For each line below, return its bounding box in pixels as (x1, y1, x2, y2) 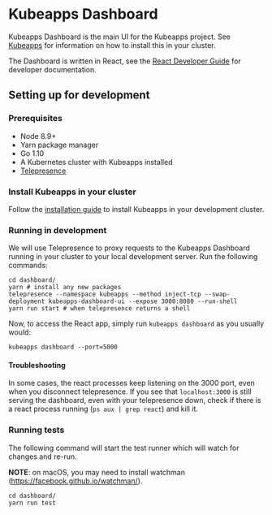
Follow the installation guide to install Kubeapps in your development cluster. (8, 204, 265, 214)
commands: (8, 261, 49, 270)
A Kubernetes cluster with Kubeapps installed (19, 157, 173, 167)
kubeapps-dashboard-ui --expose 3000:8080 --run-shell (48, 297, 238, 305)
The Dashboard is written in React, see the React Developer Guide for (8, 56, 241, 66)
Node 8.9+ (19, 131, 57, 141)
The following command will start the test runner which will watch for (8, 443, 240, 452)
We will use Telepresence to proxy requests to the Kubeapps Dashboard (8, 243, 250, 253)
